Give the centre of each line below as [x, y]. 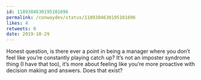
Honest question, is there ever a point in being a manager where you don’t [98, 51]
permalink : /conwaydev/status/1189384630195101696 [71, 17]
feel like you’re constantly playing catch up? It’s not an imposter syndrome [98, 58]
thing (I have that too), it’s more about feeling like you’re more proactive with [101, 64]
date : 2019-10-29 [28, 34]
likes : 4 [17, 23]
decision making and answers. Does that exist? [64, 70]
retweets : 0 [21, 29]
